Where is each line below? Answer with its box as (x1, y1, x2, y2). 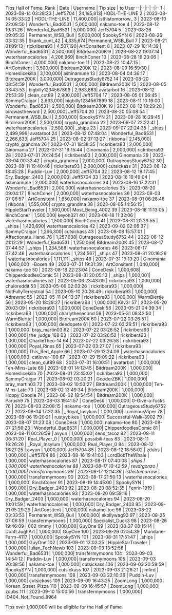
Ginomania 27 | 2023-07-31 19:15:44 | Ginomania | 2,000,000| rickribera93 (5, 147, 164, 152)
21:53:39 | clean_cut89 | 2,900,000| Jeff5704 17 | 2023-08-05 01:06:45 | (5, 92, 160, 98)
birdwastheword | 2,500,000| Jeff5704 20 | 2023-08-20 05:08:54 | (5, 108, 148, 114)
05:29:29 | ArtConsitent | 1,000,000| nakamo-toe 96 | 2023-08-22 (11, 507, 152, 513)
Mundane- (143, 529, 166, 534)
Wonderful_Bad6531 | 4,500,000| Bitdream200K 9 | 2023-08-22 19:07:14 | (5, 49, 163, 54)
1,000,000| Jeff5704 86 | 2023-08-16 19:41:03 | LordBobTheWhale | (5, 452, 149, 458)
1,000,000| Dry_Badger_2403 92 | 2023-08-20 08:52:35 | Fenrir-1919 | (5, 485, 155, 491)
